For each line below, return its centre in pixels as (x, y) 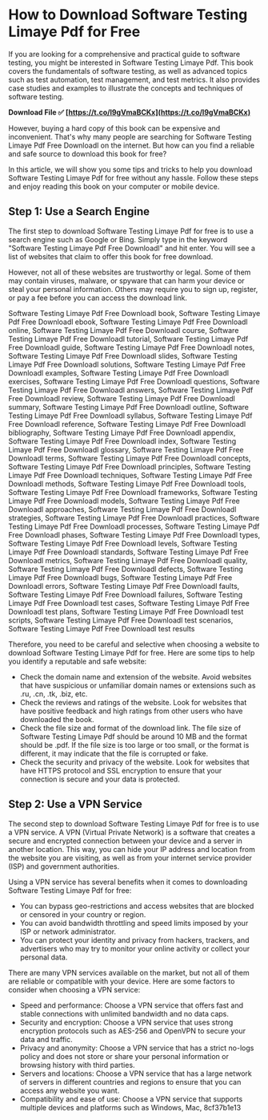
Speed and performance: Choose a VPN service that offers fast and (132, 1005)
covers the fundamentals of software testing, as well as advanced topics (128, 71)
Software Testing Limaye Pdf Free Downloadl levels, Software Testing (123, 543)
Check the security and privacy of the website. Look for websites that (134, 762)
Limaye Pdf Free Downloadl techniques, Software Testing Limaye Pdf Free (130, 475)
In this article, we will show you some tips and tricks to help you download (130, 169)
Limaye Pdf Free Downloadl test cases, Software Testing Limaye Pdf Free (129, 603)
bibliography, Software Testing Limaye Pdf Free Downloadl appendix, (122, 432)
